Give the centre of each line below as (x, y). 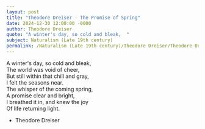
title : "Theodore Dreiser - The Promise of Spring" (73, 18)
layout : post (23, 12)
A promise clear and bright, (41, 96)
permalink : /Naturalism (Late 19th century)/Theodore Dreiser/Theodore (99, 46)
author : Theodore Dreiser (39, 29)
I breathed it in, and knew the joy (47, 102)
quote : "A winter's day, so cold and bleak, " (68, 35)
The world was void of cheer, (43, 69)
